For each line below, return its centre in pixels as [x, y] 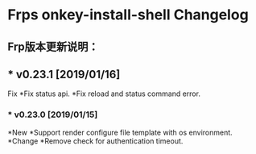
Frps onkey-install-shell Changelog [128, 15]
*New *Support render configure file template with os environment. [120, 132]
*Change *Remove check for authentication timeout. [95, 141]
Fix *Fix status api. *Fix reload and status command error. [104, 94]
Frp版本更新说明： [53, 46]
